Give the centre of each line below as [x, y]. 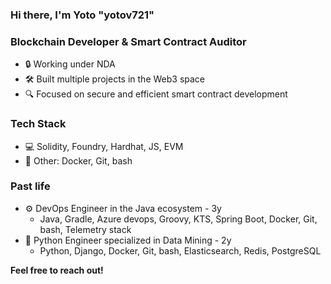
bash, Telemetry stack [85, 229]
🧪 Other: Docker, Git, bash [78, 160]
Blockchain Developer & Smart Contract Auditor [128, 41]
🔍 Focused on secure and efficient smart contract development [156, 94]
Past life [30, 186]
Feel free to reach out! [57, 270]
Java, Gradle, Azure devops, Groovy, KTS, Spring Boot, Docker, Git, [178, 219]
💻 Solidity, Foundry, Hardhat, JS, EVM [104, 146]
